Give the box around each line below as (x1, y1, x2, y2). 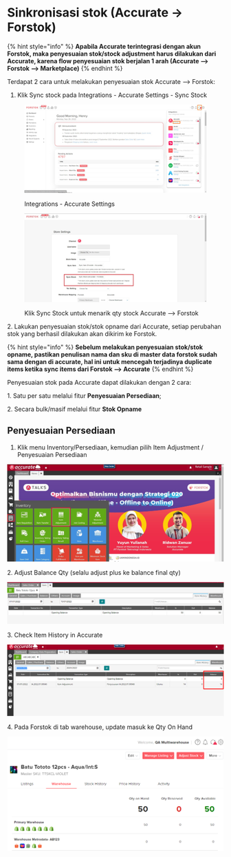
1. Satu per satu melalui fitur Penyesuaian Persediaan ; (7, 391, 162, 400)
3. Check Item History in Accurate (7, 631, 103, 639)
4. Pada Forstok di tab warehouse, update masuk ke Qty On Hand (7, 723, 192, 731)
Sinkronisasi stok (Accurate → (7, 5, 184, 21)
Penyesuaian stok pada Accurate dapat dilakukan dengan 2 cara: (7, 378, 191, 386)
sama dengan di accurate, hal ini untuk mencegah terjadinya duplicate (7, 357, 212, 366)
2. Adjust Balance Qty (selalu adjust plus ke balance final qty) (7, 569, 181, 577)
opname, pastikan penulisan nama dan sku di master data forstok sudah (7, 350, 218, 359)
